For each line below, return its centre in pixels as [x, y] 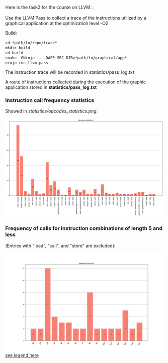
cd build [14, 53]
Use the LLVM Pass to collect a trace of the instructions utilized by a [76, 18]
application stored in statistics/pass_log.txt [51, 87]
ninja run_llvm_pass [27, 63]
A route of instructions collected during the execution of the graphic [75, 82]
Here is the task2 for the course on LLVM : [49, 7]
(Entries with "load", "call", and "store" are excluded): [60, 246]
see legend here [22, 355]
